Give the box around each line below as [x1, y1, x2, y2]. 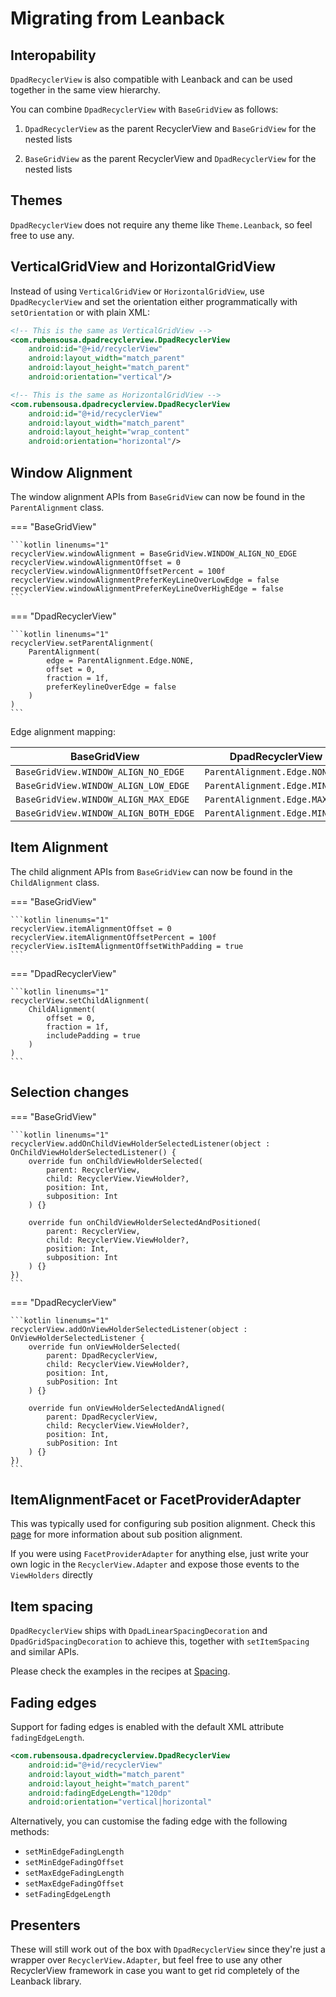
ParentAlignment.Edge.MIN [204, 780, 328, 791]
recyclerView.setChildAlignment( [10, 995, 150, 1006]
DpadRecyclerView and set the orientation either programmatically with [10, 295, 298, 307]
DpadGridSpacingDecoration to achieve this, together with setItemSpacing [10, 1635, 310, 1647]
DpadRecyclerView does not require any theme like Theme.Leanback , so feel [10, 218, 313, 231]
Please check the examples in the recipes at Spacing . [10, 1665, 231, 1677]
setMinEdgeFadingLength [24, 1847, 125, 1857]
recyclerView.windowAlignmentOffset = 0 [10, 557, 182, 567]
